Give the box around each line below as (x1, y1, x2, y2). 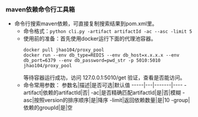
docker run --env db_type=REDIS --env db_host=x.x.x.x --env (23, 52, 179, 58)
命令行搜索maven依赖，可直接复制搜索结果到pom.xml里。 (14, 20, 158, 28)
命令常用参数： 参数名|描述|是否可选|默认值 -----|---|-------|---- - (23, 82, 187, 89)
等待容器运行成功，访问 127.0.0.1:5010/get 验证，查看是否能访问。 (23, 74, 185, 82)
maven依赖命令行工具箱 (5, 5, 76, 13)
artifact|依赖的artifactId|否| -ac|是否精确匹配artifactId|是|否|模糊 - (23, 89, 185, 97)
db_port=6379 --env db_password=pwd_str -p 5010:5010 (23, 58, 161, 64)
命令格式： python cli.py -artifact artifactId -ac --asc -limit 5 (23, 28, 193, 35)
